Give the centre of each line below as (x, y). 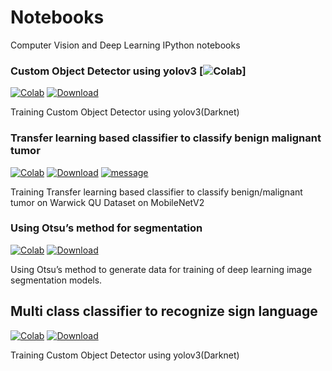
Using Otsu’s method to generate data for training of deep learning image (161, 269)
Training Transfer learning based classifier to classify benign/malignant (156, 192)
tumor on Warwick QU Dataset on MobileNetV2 (107, 202)
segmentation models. (56, 280)
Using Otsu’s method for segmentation (106, 228)
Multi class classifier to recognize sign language (164, 311)
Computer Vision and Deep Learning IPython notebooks (125, 45)
